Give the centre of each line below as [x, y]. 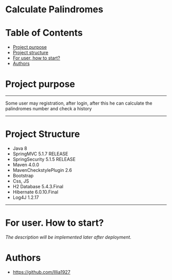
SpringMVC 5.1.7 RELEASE [40, 154]
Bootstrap [23, 176]
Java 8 [20, 148]
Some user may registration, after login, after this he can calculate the [79, 103]
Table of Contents [44, 33]
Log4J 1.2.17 [26, 197]
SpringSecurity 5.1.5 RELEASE [44, 159]
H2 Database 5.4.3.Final [38, 186]
